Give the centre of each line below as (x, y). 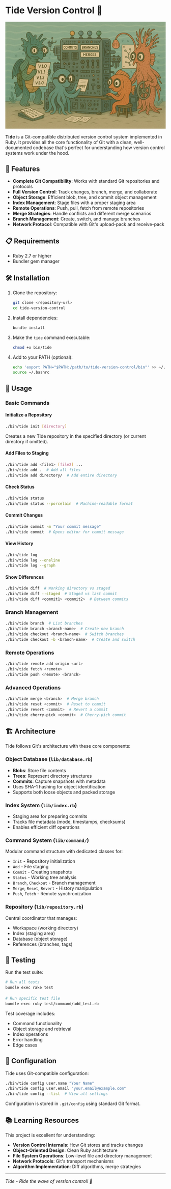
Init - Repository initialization (44, 861)
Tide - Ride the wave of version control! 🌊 (49, 1181)
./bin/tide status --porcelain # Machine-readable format (69, 503)
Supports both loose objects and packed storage (64, 792)
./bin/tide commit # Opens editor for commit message (65, 532)
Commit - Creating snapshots (42, 872)
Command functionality (37, 1023)
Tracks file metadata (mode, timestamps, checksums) (69, 822)
